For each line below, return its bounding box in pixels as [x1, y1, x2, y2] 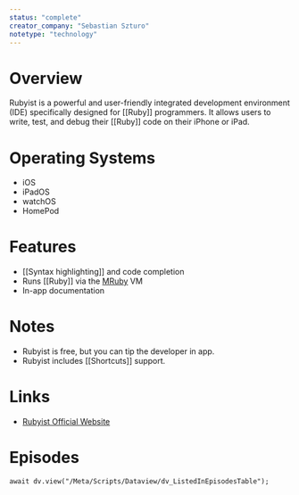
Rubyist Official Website [21, 417, 111, 427]
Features [9, 237, 77, 257]
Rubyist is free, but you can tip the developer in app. [21, 346, 215, 357]
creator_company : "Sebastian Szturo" [9, 21, 150, 30]
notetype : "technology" [9, 29, 98, 38]
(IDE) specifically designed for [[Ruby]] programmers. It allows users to [9, 107, 271, 118]
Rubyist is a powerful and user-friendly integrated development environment [9, 97, 290, 108]
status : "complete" [9, 12, 82, 22]
